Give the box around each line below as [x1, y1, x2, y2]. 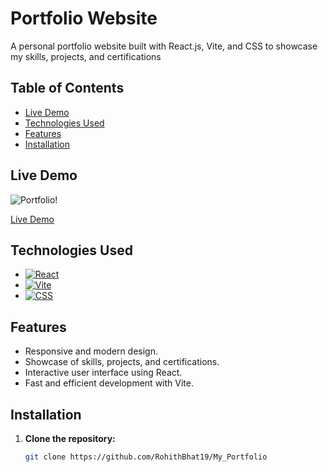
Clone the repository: [24, 433, 116, 444]
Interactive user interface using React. [24, 367, 183, 379]
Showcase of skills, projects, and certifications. [24, 356, 220, 368]
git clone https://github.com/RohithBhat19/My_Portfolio [24, 452, 268, 462]
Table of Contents [10, 80, 125, 97]
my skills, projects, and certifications [10, 50, 162, 62]
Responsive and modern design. [24, 345, 159, 357]
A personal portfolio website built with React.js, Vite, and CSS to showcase [10, 40, 318, 52]
